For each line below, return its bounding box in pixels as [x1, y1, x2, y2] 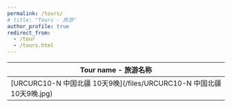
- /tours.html [13, 42, 54, 49]
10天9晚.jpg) [10, 89, 53, 98]
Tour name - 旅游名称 [79, 65, 153, 74]
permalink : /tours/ [7, 10, 64, 17]
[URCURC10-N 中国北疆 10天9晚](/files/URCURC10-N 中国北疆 [10, 78, 222, 88]
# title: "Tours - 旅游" [7, 17, 77, 23]
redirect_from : [7, 29, 51, 36]
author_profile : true [7, 23, 70, 30]
